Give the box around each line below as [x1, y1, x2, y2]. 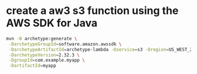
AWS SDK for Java [6, 16, 98, 30]
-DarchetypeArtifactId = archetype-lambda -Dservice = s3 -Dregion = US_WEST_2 [8, 47, 193, 52]
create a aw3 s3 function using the [6, 4, 179, 17]
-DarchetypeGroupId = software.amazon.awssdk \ [8, 41, 122, 47]
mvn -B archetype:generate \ [6, 36, 77, 41]
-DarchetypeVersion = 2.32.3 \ [8, 52, 80, 58]
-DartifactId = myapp [8, 63, 57, 69]
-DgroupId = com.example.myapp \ [8, 57, 85, 64]
